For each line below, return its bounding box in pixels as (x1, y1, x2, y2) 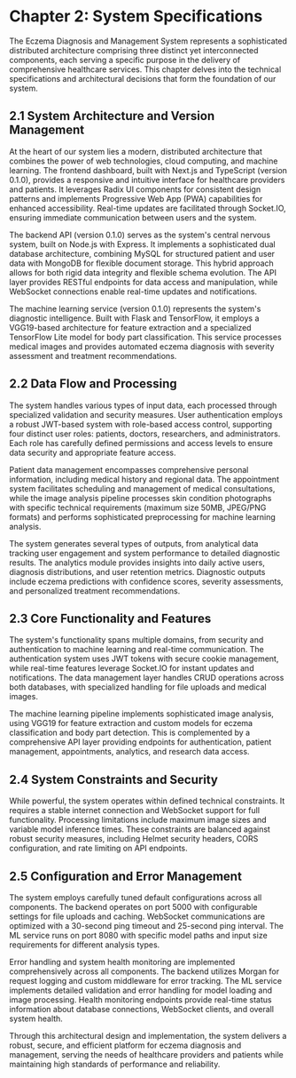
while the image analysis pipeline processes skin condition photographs (9, 492, 272, 503)
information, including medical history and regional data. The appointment (9, 474, 279, 484)
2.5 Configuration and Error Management (9, 868, 242, 883)
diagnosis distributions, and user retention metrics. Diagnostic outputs (9, 566, 266, 577)
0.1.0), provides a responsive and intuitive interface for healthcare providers (9, 174, 285, 185)
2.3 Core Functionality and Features (9, 611, 212, 626)
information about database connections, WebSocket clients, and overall (9, 1004, 275, 1014)
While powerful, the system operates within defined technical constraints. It (9, 795, 285, 806)
